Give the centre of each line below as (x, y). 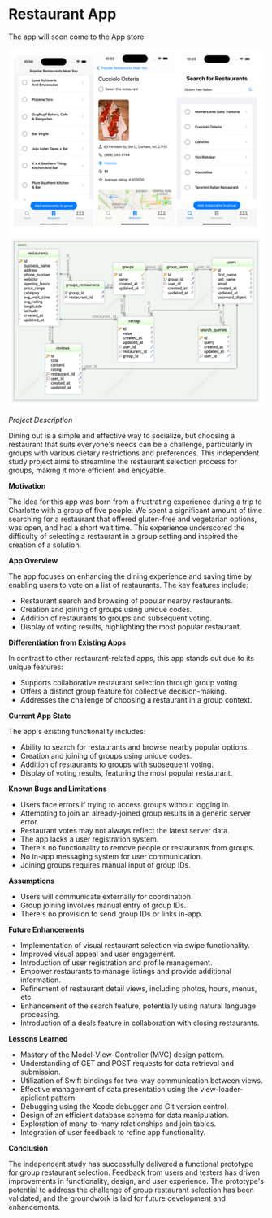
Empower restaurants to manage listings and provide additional (125, 971)
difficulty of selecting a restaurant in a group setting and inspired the (123, 536)
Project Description (41, 420)
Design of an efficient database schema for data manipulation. (124, 1115)
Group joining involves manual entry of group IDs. (103, 905)
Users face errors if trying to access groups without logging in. (125, 804)
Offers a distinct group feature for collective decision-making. (123, 691)
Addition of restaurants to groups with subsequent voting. (117, 764)
